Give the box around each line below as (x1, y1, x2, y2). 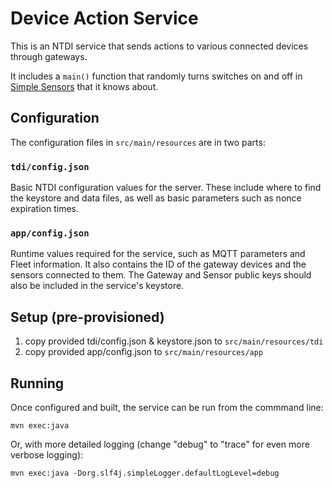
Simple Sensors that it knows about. (10, 80, 159, 92)
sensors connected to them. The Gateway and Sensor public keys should (10, 269, 312, 281)
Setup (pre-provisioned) (10, 308, 165, 326)
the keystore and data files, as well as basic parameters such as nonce (10, 192, 302, 204)
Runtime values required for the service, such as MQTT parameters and (10, 248, 306, 260)
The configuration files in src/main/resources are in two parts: (10, 136, 266, 148)
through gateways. (10, 50, 88, 62)
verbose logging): (10, 448, 84, 461)
